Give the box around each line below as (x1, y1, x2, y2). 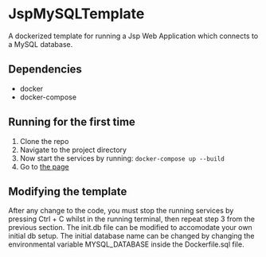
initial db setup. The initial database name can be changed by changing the (8, 232, 255, 241)
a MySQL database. (8, 39, 73, 49)
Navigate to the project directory (19, 145, 127, 154)
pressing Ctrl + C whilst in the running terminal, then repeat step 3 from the (8, 214, 255, 224)
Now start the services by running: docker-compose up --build (19, 153, 225, 163)
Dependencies (8, 63, 82, 76)
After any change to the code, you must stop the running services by (8, 206, 234, 216)
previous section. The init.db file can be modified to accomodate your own (8, 223, 252, 232)
